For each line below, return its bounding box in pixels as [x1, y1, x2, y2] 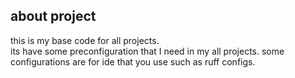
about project [10, 8, 97, 25]
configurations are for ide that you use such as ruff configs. [10, 55, 256, 68]
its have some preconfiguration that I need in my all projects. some [10, 45, 285, 57]
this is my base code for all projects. [10, 34, 160, 46]
